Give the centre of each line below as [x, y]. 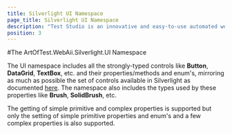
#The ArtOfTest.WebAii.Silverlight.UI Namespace [77, 52]
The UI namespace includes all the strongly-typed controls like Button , [108, 66]
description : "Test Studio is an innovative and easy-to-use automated [112, 26]
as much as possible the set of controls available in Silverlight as [99, 81]
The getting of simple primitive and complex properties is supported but [109, 108]
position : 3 [24, 33]
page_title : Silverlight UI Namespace [63, 20]
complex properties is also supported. [61, 123]
